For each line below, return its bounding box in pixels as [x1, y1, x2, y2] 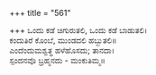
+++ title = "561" [9, 8, 71, 18]
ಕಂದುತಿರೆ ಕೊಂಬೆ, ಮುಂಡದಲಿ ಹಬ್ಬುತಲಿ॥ [9, 35, 117, 46]
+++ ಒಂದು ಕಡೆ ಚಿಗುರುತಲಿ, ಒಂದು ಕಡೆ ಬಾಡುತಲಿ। [9, 25, 148, 35]
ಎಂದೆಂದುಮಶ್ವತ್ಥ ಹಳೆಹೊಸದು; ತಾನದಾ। [9, 45, 115, 55]
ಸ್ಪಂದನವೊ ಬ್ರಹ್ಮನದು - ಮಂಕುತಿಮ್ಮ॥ [9, 55, 106, 65]
